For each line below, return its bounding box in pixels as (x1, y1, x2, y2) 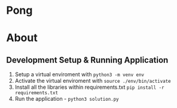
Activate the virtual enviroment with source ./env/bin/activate (14, 77, 172, 85)
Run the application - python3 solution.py (14, 95, 120, 103)
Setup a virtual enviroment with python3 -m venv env (14, 71, 145, 78)
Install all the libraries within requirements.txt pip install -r (14, 83, 164, 91)
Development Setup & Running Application (6, 55, 169, 65)
